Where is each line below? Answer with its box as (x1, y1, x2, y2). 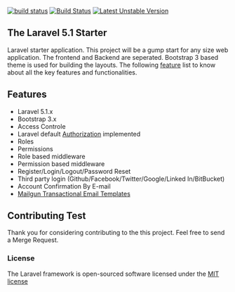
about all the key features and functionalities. (7, 68, 137, 77)
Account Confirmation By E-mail (17, 182, 111, 190)
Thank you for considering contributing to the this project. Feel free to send (7, 229, 225, 237)
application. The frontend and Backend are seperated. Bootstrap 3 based (7, 53, 219, 61)
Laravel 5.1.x (17, 107, 53, 115)
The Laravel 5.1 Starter (7, 27, 107, 39)
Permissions (17, 144, 54, 153)
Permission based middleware (17, 159, 105, 168)
